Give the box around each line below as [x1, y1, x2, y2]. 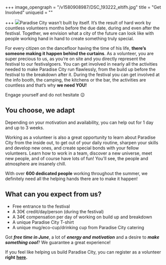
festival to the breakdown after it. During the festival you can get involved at [5, 72, 160, 78]
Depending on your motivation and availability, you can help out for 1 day [5, 119, 154, 125]
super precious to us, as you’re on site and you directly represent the [5, 56, 146, 62]
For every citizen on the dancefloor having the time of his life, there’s [5, 45, 146, 51]
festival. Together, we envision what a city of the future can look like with [5, 30, 154, 36]
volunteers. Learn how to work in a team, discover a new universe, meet [5, 150, 153, 156]
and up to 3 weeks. [5, 124, 45, 131]
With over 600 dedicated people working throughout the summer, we [5, 170, 148, 176]
